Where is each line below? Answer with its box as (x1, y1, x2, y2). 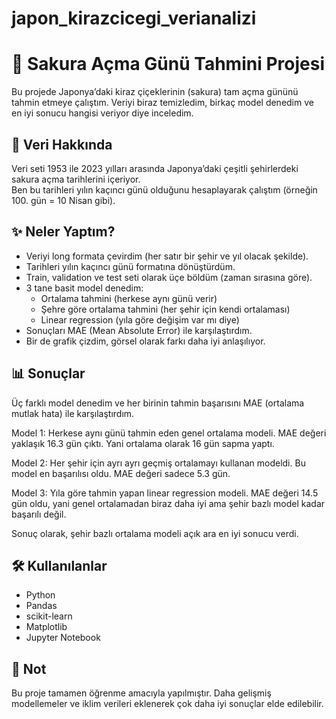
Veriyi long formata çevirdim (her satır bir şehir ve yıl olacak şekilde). (25, 250, 309, 262)
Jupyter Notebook (25, 632, 101, 644)
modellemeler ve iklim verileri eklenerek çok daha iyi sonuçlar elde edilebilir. (11, 698, 324, 710)
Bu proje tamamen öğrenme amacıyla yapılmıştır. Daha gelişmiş (11, 687, 272, 699)
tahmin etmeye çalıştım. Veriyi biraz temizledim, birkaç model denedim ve (11, 97, 314, 109)
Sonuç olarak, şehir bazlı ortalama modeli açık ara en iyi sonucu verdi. (11, 527, 299, 539)
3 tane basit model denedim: (25, 282, 144, 294)
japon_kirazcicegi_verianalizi (11, 7, 257, 30)
